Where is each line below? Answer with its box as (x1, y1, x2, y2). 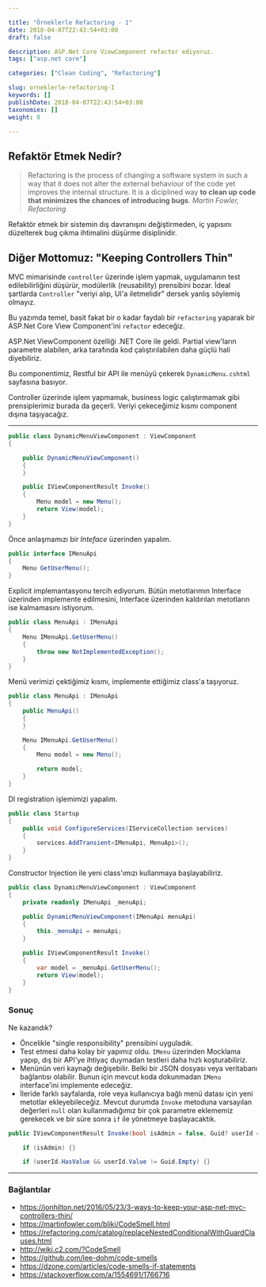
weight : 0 (8, 113, 41, 121)
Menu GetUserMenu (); (22, 564, 90, 572)
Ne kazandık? (8, 1023, 53, 1032)
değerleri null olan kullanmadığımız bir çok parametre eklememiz (19, 1105, 234, 1115)
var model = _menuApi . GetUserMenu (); (36, 963, 161, 972)
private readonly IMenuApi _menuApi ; (22, 898, 147, 906)
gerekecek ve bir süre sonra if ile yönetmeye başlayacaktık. (19, 1114, 216, 1124)
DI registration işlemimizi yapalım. (8, 794, 118, 804)
